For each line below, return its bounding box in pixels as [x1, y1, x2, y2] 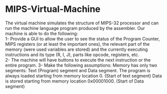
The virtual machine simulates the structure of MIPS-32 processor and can [5, 20, 159, 26]
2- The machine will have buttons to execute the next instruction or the [5, 57, 151, 63]
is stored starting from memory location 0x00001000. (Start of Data [5, 78, 144, 84]
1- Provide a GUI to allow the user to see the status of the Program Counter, [5, 36, 160, 42]
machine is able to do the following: [5, 30, 78, 36]
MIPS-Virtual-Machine [5, 3, 101, 15]
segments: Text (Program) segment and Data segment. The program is [5, 67, 151, 73]
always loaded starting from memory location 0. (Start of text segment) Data [5, 73, 162, 79]
